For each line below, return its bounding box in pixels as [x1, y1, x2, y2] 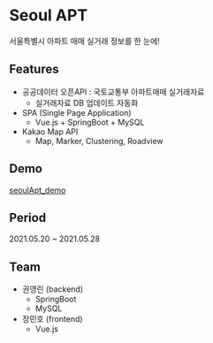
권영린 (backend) [21, 284, 84, 294]
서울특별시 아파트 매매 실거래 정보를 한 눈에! [9, 35, 161, 46]
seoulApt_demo [9, 185, 66, 195]
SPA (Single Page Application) [21, 107, 132, 118]
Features [9, 62, 59, 77]
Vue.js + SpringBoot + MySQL [34, 117, 145, 127]
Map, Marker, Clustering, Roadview [34, 135, 164, 146]
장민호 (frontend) [21, 314, 83, 324]
